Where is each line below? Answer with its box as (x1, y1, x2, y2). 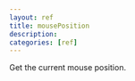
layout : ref (9, 12, 54, 22)
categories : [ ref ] (9, 37, 78, 47)
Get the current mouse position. (9, 62, 127, 73)
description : (9, 29, 58, 38)
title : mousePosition (9, 21, 90, 30)
